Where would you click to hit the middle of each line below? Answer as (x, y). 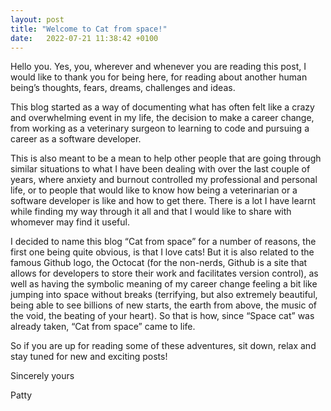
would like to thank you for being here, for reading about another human (159, 77)
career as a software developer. (76, 139)
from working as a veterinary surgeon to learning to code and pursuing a (160, 128)
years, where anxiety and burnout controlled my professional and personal (164, 180)
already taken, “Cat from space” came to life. (103, 327)
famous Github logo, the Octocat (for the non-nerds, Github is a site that (159, 263)
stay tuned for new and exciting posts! (89, 357)
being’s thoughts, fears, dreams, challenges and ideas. (123, 88)
